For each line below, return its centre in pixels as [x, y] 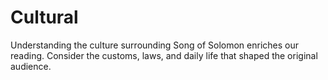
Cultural [44, 17]
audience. [31, 66]
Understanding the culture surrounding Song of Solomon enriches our [155, 45]
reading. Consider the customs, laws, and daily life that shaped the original [164, 55]
